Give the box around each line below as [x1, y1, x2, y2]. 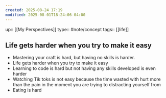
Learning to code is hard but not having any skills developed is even [12, 65, 156, 71]
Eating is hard [12, 87, 42, 93]
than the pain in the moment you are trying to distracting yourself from [12, 82, 161, 88]
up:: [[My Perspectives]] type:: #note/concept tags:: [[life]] [5, 26, 129, 32]
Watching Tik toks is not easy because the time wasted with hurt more [12, 76, 161, 82]
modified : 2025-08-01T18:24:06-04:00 [5, 12, 86, 17]
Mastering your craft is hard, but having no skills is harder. [12, 55, 135, 61]
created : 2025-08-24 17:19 [5, 7, 63, 13]
